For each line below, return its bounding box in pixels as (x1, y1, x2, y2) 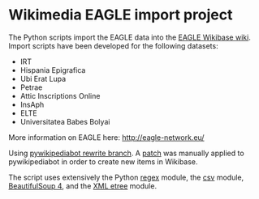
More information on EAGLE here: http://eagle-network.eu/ (8, 132, 205, 142)
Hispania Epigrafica (19, 65, 86, 74)
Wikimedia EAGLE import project (8, 6, 233, 24)
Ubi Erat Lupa (19, 74, 67, 83)
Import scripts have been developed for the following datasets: (8, 40, 218, 50)
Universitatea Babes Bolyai (19, 116, 110, 126)
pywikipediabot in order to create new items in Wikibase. (8, 156, 198, 167)
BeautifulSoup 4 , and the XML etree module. (8, 180, 157, 191)
